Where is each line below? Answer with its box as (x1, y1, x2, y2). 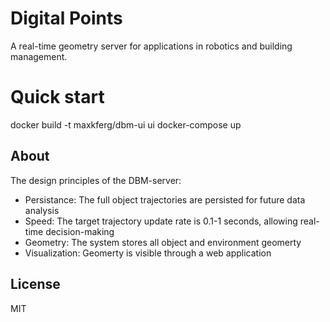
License (10, 276, 61, 293)
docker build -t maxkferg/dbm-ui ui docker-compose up (10, 118, 242, 131)
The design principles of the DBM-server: (10, 174, 182, 186)
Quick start (10, 86, 105, 109)
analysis (24, 204, 60, 216)
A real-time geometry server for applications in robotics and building (10, 40, 293, 52)
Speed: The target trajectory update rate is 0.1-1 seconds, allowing (24, 215, 298, 227)
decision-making (45, 225, 115, 237)
